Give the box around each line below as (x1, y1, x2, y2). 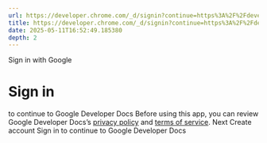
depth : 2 (8, 33, 37, 42)
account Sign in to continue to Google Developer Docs (8, 126, 187, 135)
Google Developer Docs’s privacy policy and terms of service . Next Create (8, 118, 252, 127)
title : (8, 19, 30, 27)
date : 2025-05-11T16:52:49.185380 (8, 26, 123, 34)
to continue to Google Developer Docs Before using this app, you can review (8, 109, 259, 119)
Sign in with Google (8, 55, 72, 65)
